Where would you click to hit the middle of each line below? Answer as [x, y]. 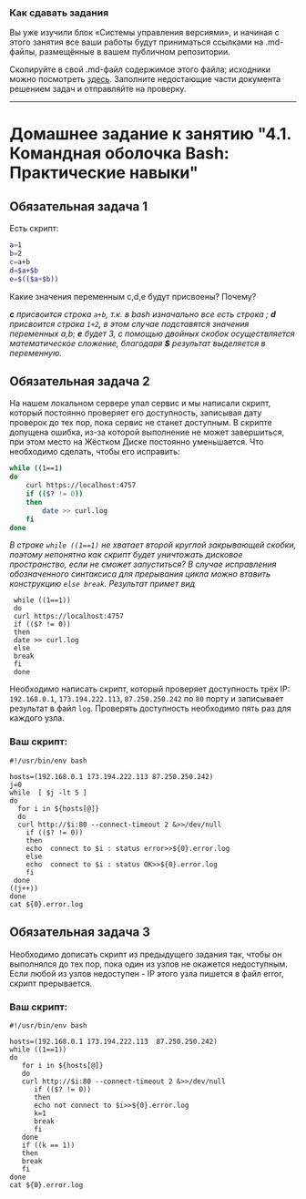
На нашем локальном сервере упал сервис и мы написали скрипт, [140, 404]
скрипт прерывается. [51, 983]
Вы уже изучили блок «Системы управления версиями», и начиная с [144, 33]
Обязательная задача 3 [80, 933]
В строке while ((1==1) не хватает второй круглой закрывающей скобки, [153, 545]
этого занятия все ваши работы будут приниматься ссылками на [137, 42]
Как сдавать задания [59, 13]
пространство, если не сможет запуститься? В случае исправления [143, 564]
